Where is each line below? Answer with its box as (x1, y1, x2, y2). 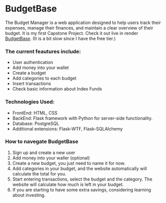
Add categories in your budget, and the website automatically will (12, 165, 147, 171)
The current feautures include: (5, 48, 81, 55)
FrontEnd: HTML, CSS (12, 109, 58, 115)
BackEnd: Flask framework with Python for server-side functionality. (12, 115, 153, 121)
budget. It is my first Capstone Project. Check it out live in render (5, 30, 139, 36)
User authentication (12, 59, 53, 65)
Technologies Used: (5, 98, 55, 105)
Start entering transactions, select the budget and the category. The (12, 176, 153, 182)
